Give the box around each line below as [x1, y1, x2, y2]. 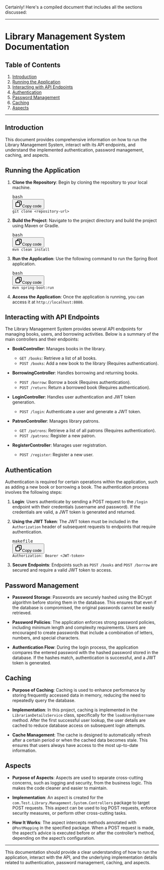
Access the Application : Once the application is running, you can [12, 294, 144, 299]
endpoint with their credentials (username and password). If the [12, 504, 141, 510]
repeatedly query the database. [12, 697, 76, 703]
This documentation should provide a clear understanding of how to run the [5, 849, 157, 855]
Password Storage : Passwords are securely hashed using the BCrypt [12, 594, 152, 600]
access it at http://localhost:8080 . [12, 299, 84, 305]
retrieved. [12, 610, 32, 616]
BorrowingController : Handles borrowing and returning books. [12, 370, 139, 376]
